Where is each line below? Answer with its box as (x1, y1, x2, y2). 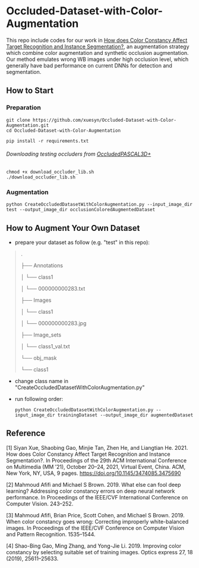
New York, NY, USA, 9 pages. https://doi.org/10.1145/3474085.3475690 (6, 470, 181, 477)
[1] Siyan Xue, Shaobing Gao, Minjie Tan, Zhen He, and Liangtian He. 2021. (6, 444, 188, 451)
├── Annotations (20, 261, 64, 269)
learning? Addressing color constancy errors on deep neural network (6, 487, 175, 495)
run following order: (14, 395, 64, 402)
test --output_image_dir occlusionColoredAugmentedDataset (6, 207, 156, 213)
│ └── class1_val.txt (20, 342, 70, 350)
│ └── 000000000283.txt (20, 285, 86, 292)
